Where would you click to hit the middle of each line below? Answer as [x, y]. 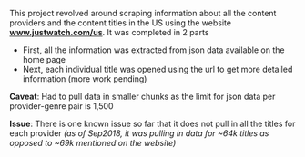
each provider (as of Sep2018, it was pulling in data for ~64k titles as [139, 133]
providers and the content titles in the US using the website [121, 23]
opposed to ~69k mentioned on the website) [93, 143]
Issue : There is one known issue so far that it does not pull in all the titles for [152, 123]
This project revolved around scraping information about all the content [143, 13]
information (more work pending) [85, 79]
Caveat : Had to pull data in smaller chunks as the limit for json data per [142, 96]
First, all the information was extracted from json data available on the [153, 50]
